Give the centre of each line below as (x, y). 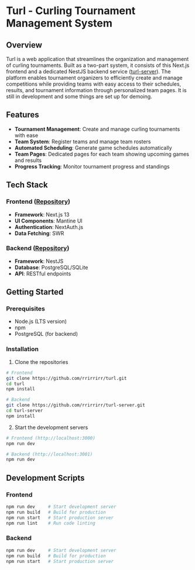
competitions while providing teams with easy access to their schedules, (94, 84)
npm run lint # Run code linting (51, 523)
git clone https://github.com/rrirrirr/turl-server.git (76, 405)
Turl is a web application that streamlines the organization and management (97, 59)
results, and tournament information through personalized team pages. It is (96, 90)
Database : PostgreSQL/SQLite (51, 267)
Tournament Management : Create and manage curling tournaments (97, 129)
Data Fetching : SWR (39, 233)
